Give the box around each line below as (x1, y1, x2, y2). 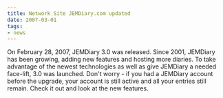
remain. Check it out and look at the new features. (7, 84, 149, 93)
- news (7, 29, 26, 36)
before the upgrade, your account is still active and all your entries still (7, 77, 206, 86)
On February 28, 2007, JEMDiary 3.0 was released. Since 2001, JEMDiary (7, 48, 215, 56)
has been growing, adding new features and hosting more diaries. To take (7, 56, 216, 64)
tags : (7, 23, 23, 29)
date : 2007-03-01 (7, 16, 57, 23)
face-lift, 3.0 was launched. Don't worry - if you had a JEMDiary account (7, 70, 213, 78)
